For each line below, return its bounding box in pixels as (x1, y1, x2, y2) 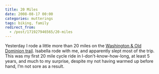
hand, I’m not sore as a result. (5, 63, 65, 69)
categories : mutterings (5, 16, 53, 21)
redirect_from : (5, 25, 36, 30)
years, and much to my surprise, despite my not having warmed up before (5, 59, 154, 64)
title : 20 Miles (5, 7, 38, 12)
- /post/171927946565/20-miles (9, 30, 73, 34)
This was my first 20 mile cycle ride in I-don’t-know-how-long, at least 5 (5, 53, 150, 59)
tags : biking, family (5, 20, 49, 26)
